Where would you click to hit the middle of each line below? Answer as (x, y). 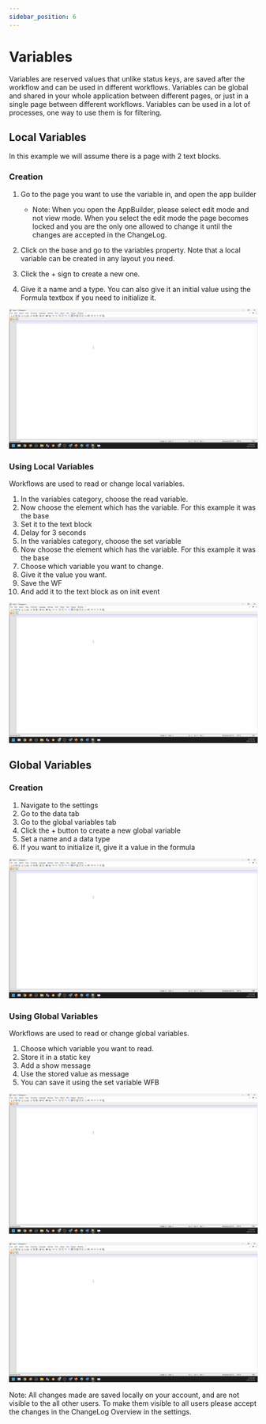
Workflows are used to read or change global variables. (99, 1034)
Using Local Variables (51, 467)
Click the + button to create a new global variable (100, 830)
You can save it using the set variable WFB (90, 1082)
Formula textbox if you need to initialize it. (88, 298)
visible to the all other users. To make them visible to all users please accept (133, 1403)
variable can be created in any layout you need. (97, 258)
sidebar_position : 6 (43, 17)
